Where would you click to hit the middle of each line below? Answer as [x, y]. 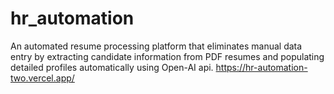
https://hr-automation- [261, 67]
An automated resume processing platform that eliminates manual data [156, 46]
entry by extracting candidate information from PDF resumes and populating [167, 56]
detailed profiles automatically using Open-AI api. [112, 67]
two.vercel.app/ [42, 78]
